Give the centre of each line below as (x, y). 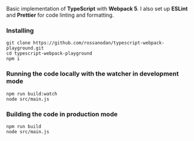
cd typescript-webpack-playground (49, 53)
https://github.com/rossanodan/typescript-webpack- (98, 43)
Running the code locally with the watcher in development (93, 74)
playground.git (25, 48)
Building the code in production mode (62, 114)
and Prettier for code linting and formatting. (60, 15)
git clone (19, 43)
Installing (20, 31)
